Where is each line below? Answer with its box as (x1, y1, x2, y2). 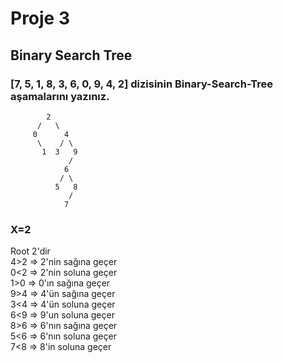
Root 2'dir (10, 245, 51, 257)
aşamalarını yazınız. (10, 89, 110, 103)
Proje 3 (10, 7, 71, 30)
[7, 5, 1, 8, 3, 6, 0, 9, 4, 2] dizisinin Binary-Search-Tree (10, 77, 274, 91)
